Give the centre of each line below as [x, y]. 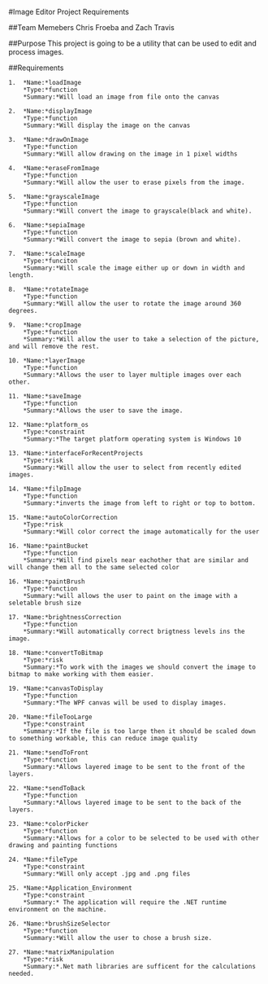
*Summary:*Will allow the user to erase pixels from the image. [134, 182]
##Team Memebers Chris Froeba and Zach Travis [91, 27]
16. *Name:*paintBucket [49, 546]
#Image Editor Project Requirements [69, 12]
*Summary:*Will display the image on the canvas [107, 125]
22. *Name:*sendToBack [47, 789]
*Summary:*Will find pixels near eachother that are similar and [136, 560]
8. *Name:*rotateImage [49, 289]
